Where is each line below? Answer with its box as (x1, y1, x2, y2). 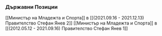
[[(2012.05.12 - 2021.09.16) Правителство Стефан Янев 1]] (5, 25, 128, 31)
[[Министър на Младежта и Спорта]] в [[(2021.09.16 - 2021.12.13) (5, 15, 144, 21)
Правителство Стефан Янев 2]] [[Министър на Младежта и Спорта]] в (5, 20, 157, 26)
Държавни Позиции (5, 3, 58, 10)
